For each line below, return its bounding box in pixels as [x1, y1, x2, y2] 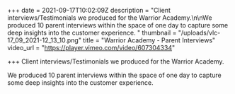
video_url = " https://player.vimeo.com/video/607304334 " [7, 44, 176, 52]
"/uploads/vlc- [178, 28, 221, 37]
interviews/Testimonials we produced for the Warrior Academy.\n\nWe [7, 13, 212, 22]
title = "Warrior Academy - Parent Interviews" [82, 36, 216, 45]
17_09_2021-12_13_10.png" [7, 36, 81, 45]
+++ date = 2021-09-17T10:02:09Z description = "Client [7, 6, 171, 14]
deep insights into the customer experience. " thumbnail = [7, 28, 177, 37]
